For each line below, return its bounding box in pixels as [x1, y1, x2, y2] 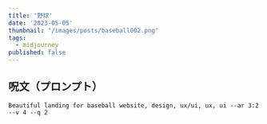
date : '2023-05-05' [8, 19, 74, 27]
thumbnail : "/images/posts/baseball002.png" [8, 26, 159, 34]
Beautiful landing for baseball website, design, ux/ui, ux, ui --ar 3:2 [8, 101, 260, 110]
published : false [8, 48, 66, 56]
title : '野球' [8, 11, 54, 20]
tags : [8, 33, 26, 42]
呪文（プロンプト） [8, 80, 103, 94]
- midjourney [15, 41, 59, 49]
